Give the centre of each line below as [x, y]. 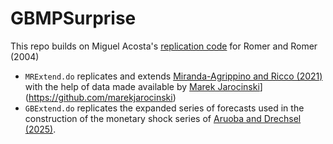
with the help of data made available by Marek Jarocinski [142, 86]
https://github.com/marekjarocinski [100, 97]
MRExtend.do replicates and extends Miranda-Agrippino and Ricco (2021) [173, 76]
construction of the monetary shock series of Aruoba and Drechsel [163, 118]
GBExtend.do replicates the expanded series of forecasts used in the [164, 108]
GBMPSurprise [73, 18]
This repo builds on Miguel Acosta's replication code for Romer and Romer [164, 46]
